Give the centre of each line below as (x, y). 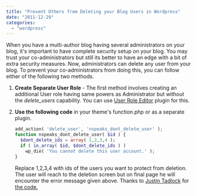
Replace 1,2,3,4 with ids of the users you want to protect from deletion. (101, 168)
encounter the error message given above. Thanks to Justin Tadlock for (102, 181)
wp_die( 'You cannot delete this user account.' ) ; (90, 151)
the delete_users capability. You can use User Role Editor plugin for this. (102, 101)
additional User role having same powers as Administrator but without (99, 94)
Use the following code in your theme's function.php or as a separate (99, 112)
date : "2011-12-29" (30, 17)
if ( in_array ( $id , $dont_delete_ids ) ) (73, 146)
